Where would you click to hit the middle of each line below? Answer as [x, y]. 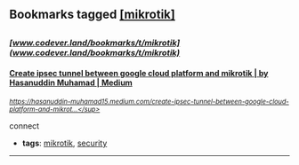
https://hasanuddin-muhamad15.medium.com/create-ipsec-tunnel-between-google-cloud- [149, 101]
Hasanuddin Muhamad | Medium [71, 82]
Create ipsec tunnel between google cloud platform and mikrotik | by [139, 74]
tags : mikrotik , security [65, 143]
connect [24, 126]
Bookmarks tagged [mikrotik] [92, 15]
